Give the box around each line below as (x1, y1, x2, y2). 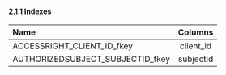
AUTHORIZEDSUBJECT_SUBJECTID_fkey (12, 53, 170, 65)
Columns (177, 27, 214, 38)
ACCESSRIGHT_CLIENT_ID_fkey (12, 40, 134, 52)
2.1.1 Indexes (8, 6, 52, 16)
